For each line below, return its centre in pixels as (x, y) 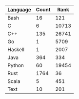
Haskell (16, 49)
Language (20, 10)
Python (16, 65)
